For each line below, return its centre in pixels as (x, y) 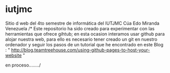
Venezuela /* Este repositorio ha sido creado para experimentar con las (80, 28)
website (13, 55)
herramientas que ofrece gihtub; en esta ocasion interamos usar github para (85, 34)
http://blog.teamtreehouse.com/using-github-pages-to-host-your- (80, 50)
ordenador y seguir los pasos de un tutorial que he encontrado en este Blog (84, 44)
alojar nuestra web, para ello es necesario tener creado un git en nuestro (81, 39)
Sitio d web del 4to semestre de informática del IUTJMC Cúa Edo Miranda (82, 23)
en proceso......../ (23, 65)
